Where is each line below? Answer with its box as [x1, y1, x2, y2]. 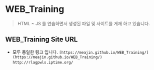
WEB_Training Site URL [5, 35, 78, 44]
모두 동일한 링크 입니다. [12, 49, 58, 55]
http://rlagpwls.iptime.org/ [12, 60, 73, 65]
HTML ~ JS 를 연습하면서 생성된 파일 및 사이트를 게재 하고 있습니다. [17, 20, 150, 26]
